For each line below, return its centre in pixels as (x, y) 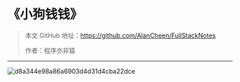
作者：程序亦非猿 (50, 50)
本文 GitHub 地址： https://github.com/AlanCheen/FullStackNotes (120, 35)
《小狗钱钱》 (45, 14)
